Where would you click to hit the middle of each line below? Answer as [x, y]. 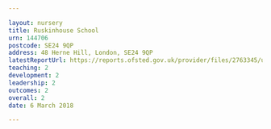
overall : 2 [27, 98]
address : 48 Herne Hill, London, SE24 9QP [81, 53]
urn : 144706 [28, 38]
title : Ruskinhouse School [54, 30]
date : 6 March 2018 [41, 106]
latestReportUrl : [38, 60]
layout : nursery [35, 23]
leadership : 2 [32, 83]
